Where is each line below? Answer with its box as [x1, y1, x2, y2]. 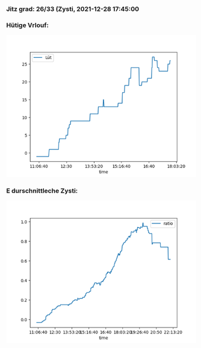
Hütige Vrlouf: [6, 20, 49, 29]
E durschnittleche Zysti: [6, 187, 78, 195]
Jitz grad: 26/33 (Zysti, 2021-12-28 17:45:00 [6, 5, 140, 13]
